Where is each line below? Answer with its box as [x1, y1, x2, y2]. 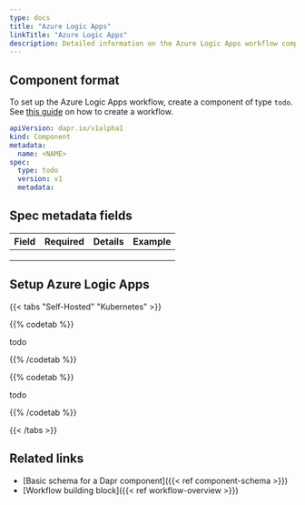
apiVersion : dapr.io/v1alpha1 [9, 124, 124, 133]
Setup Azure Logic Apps [9, 277, 150, 292]
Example [133, 235, 172, 247]
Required [44, 235, 84, 247]
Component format [9, 72, 120, 87]
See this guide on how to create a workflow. [9, 106, 174, 117]
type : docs [9, 13, 51, 23]
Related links [9, 451, 84, 467]
